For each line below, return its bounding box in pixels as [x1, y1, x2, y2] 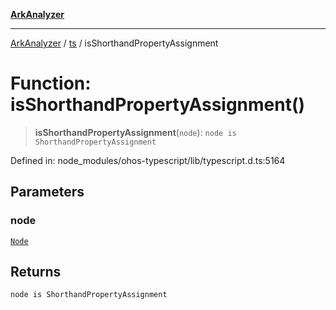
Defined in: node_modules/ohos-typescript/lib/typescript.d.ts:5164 [10, 154, 286, 166]
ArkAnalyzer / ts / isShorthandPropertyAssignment [10, 37, 219, 49]
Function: [10, 72, 92, 95]
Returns [10, 264, 62, 281]
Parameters [10, 184, 85, 201]
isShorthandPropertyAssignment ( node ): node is [34, 126, 237, 138]
